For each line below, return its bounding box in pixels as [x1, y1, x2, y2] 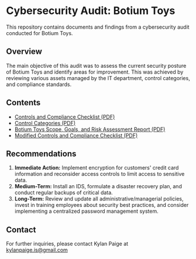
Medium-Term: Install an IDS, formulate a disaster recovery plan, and [14, 183, 183, 190]
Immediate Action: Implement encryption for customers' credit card [14, 164, 179, 171]
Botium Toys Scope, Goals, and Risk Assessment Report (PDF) [14, 126, 166, 133]
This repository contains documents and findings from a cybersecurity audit [6, 23, 190, 30]
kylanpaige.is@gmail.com [6, 247, 68, 254]
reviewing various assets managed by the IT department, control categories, [6, 74, 190, 81]
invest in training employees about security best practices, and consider [14, 202, 189, 209]
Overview [6, 47, 43, 57]
